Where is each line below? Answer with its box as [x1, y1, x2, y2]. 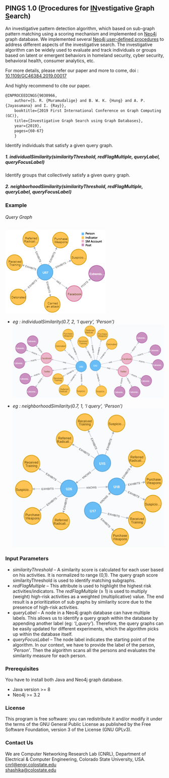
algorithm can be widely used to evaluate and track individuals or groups [5, 47, 156, 53]
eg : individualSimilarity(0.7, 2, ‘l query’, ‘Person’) [12, 318, 115, 325]
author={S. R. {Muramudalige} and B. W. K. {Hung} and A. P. [14, 98, 145, 103]
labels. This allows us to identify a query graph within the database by [12, 615, 158, 621]
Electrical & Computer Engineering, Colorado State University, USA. [5, 756, 145, 762]
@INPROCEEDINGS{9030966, [5, 93, 58, 98]
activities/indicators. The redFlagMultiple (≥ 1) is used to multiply [12, 588, 147, 594]
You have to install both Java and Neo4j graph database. [5, 677, 123, 683]
